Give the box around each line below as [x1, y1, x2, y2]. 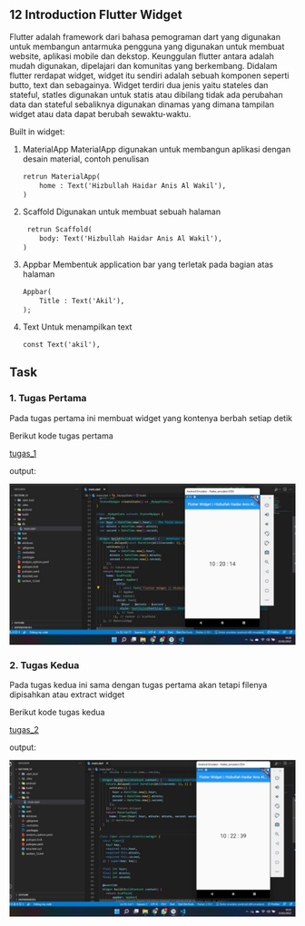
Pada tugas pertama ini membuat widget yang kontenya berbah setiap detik [9, 412, 293, 423]
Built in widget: [9, 126, 65, 137]
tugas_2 [9, 724, 39, 735]
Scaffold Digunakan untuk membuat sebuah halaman [22, 206, 221, 217]
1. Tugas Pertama [9, 392, 87, 405]
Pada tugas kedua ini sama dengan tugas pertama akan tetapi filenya [9, 680, 268, 691]
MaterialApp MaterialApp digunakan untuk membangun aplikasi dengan [22, 143, 291, 154]
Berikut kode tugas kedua [9, 707, 105, 718]
